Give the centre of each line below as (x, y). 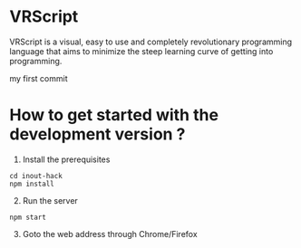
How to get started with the (114, 115)
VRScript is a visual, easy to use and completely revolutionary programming (151, 42)
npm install (32, 184)
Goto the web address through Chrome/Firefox (110, 234)
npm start (28, 217)
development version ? (97, 134)
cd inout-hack (36, 176)
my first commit (39, 78)
